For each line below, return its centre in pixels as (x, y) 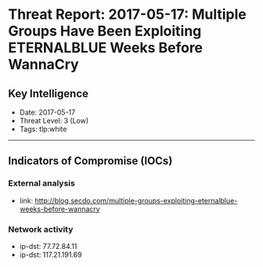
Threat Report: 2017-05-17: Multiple (127, 15)
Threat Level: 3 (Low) (54, 121)
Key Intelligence (48, 93)
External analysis (42, 184)
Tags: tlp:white (43, 129)
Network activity (41, 229)
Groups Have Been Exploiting (105, 31)
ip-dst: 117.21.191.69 (50, 254)
